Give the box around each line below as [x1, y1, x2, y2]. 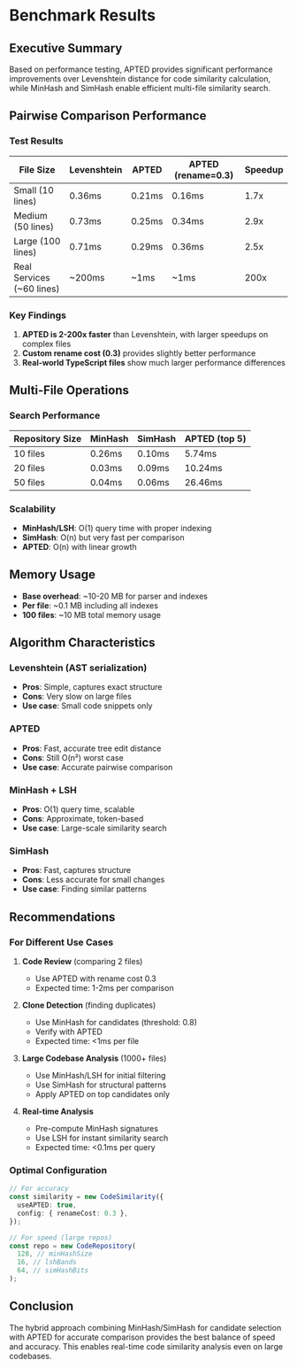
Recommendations [9, 909, 116, 924]
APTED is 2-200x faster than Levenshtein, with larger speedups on [21, 328, 269, 339]
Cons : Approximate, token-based [21, 814, 144, 824]
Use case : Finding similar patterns [21, 884, 148, 894]
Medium [13, 209, 48, 221]
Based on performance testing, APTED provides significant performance [9, 64, 273, 74]
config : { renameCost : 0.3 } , [17, 1209, 128, 1217]
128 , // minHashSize [17, 1249, 93, 1258]
